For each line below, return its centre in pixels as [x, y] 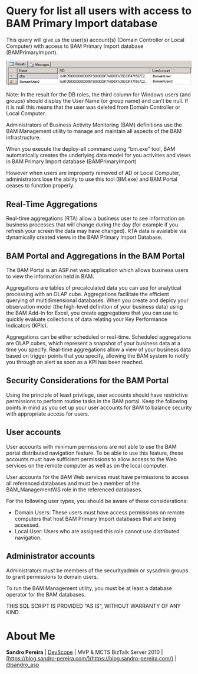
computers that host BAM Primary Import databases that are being [95, 519]
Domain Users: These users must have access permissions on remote [99, 512]
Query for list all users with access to [99, 11]
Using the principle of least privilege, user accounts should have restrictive [97, 395]
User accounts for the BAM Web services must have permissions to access [98, 477]
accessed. [27, 525]
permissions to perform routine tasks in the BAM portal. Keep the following [97, 401]
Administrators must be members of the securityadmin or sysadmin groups [97, 570]
